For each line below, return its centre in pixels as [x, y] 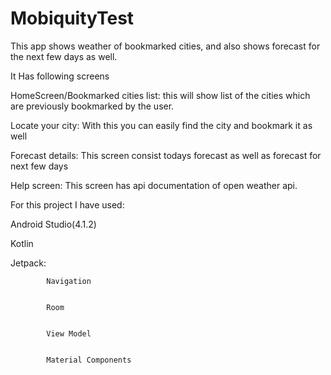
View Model [69, 333]
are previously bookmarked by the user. [92, 106]
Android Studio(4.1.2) [53, 224]
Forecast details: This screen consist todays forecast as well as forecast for [166, 155]
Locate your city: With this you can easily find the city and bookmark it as [161, 125]
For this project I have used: [67, 204]
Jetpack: [28, 263]
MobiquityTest [72, 18]
